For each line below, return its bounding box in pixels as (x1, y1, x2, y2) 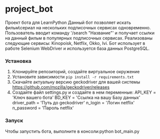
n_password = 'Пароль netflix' (12, 105, 74, 111)
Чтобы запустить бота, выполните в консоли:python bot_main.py (5, 128, 139, 134)
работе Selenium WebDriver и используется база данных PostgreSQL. (5, 45, 150, 51)
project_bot (5, 3, 53, 15)
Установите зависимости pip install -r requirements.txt (12, 74, 134, 80)
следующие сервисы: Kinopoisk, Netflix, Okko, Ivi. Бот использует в (5, 40, 145, 46)
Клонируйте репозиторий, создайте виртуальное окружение (12, 69, 140, 75)
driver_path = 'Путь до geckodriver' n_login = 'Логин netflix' (12, 100, 135, 106)
